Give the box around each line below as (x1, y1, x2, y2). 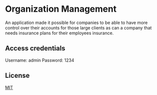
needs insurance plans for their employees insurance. (5, 30, 114, 36)
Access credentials (5, 44, 65, 52)
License (5, 71, 30, 80)
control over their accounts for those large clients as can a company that (5, 24, 152, 30)
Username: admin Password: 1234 (5, 57, 75, 63)
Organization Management (5, 3, 117, 15)
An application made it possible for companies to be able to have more (5, 20, 148, 25)
